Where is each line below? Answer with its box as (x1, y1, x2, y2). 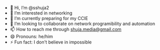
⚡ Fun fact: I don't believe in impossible (10, 39, 92, 45)
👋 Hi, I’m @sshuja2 (10, 5, 49, 10)
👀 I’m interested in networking (10, 10, 73, 16)
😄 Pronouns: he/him (10, 33, 53, 39)
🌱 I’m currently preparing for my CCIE (10, 15, 88, 21)
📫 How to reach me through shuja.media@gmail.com (10, 26, 122, 32)
